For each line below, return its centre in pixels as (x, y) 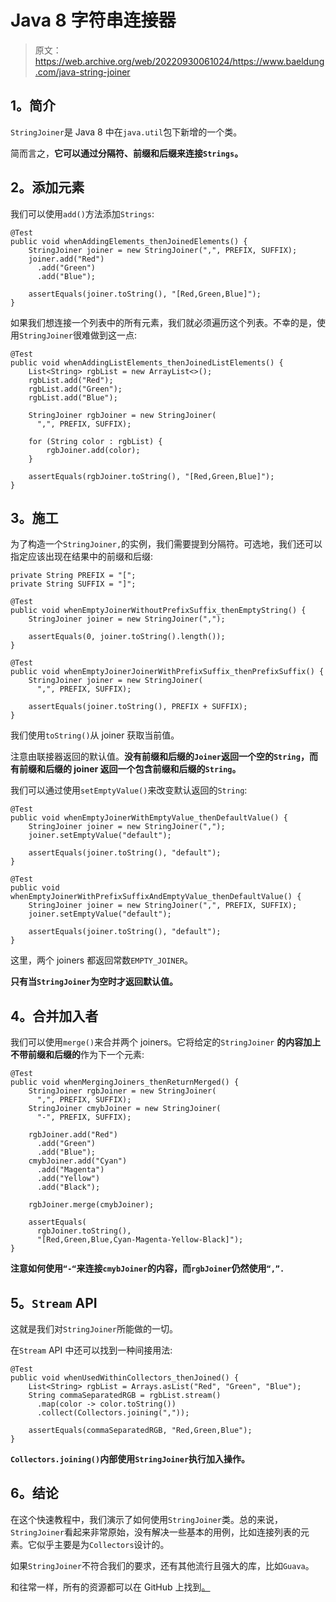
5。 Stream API (54, 1302)
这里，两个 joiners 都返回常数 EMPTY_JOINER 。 (102, 960)
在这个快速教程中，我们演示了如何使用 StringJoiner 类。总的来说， (146, 1519)
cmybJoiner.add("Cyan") (78, 1161)
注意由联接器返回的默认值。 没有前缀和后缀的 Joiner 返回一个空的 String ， (160, 757)
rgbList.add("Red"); (71, 380)
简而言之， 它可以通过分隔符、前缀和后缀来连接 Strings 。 (127, 153)
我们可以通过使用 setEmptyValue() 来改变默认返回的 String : (129, 790)
